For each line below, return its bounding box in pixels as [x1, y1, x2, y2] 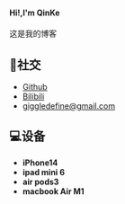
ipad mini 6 [22, 166, 66, 177]
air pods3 [22, 176, 59, 187]
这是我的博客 [9, 28, 57, 40]
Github [22, 82, 48, 93]
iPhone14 [22, 157, 58, 168]
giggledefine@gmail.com [22, 101, 115, 111]
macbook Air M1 [22, 185, 85, 197]
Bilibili [22, 91, 45, 102]
